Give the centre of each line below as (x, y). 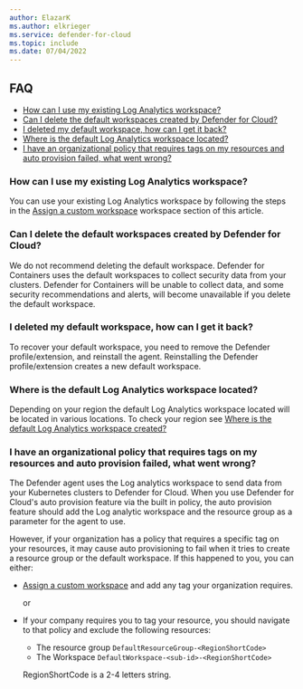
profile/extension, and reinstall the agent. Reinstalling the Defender (134, 356)
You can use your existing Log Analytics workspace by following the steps (148, 201)
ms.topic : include (44, 43)
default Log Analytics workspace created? (88, 429)
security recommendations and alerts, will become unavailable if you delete (150, 294)
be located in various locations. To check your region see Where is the (141, 419)
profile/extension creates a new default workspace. (105, 366)
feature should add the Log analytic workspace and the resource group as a (151, 512)
